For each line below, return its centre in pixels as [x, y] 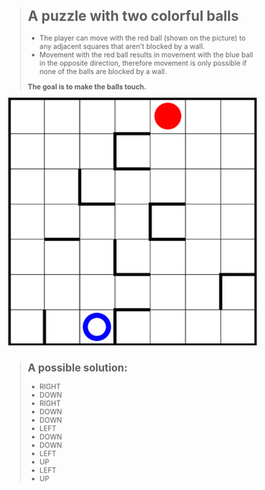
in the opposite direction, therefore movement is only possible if [143, 63]
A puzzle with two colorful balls [133, 16]
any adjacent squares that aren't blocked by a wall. [122, 46]
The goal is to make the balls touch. [87, 87]
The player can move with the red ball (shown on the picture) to [142, 38]
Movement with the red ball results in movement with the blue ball [146, 54]
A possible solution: [77, 367]
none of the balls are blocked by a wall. [103, 71]
